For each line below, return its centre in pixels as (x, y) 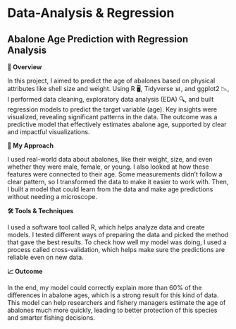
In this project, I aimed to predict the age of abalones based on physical (111, 80)
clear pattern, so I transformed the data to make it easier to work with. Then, (118, 182)
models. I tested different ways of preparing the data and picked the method (118, 235)
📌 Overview (25, 67)
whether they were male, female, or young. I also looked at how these (108, 167)
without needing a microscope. (52, 197)
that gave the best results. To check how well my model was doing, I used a (117, 242)
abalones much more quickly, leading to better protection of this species (112, 310)
